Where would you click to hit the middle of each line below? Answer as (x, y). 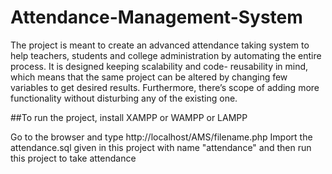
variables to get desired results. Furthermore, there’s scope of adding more (165, 87)
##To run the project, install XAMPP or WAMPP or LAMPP (129, 117)
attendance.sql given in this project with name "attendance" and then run (161, 147)
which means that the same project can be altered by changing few (149, 77)
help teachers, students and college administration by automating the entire (166, 55)
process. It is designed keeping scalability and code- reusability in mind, (159, 66)
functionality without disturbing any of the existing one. (124, 98)
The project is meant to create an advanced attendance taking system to (160, 45)
